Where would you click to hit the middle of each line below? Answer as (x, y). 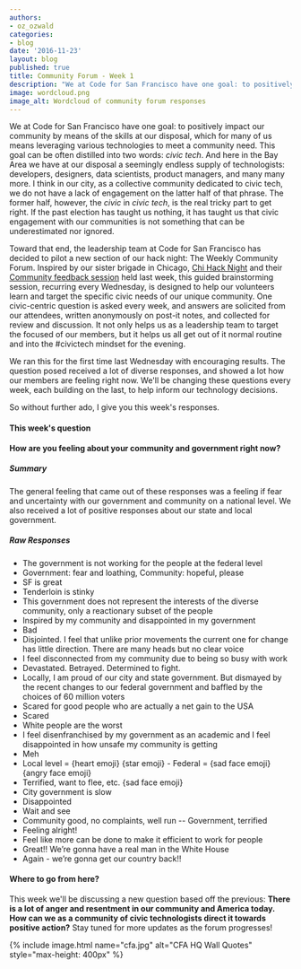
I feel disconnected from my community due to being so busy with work (155, 658)
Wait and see (47, 811)
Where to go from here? (55, 879)
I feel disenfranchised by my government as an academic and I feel (146, 734)
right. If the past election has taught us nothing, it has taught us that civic (144, 213)
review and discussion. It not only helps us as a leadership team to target (144, 325)
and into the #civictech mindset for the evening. (98, 344)
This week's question (50, 428)
